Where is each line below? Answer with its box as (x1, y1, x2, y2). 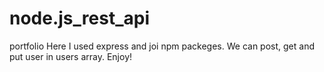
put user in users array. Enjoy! (9, 50, 133, 62)
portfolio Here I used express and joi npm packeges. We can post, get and (9, 40, 315, 52)
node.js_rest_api (9, 7, 150, 30)
